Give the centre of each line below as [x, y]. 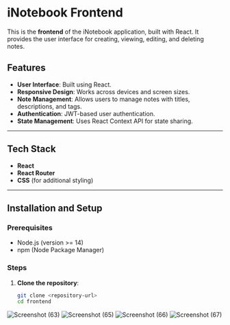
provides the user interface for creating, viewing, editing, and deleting [105, 38]
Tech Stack [31, 149]
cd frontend [34, 302]
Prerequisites [30, 227]
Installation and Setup [55, 208]
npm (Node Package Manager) [61, 250]
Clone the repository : [48, 282]
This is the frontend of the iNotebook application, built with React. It [103, 32]
